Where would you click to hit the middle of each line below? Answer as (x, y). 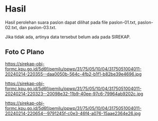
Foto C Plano (25, 52)
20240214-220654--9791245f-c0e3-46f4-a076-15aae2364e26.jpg (73, 113)
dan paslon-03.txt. (38, 27)
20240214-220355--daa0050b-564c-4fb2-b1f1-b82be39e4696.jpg (73, 74)
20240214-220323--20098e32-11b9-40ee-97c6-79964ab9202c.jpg (74, 93)
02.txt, (12, 27)
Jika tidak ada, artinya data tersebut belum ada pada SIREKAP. (68, 37)
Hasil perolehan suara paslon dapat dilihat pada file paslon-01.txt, (71, 22)
